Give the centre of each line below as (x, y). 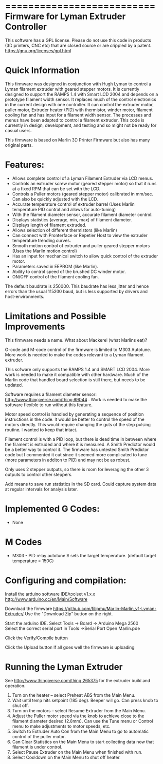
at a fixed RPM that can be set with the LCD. (56, 189)
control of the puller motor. (39, 736)
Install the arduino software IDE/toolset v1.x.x (50, 594)
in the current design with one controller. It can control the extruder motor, (80, 104)
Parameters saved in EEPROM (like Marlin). (55, 266)
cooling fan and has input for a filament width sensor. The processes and (78, 115)
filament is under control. (37, 747)
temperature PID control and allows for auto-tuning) (64, 209)
